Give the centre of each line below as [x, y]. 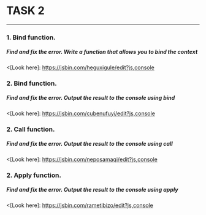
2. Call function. [31, 129]
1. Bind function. [31, 37]
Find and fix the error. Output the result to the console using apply [93, 190]
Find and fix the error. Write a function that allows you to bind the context [102, 52]
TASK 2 [25, 11]
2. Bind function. [32, 83]
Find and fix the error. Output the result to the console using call [90, 144]
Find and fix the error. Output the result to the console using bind [91, 98]
